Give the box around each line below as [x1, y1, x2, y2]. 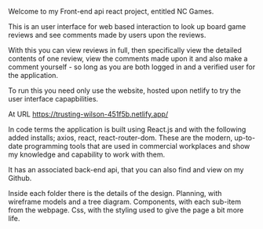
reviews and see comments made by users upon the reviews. [8, 31, 206, 39]
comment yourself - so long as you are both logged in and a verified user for [8, 62, 256, 72]
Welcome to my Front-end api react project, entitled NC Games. [8, 7, 214, 16]
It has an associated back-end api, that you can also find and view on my [8, 165, 244, 174]
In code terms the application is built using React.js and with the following [8, 125, 247, 134]
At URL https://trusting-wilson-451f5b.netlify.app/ [8, 109, 169, 119]
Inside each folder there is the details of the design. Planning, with [8, 189, 222, 198]
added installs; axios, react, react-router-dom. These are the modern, [8, 133, 233, 142]
